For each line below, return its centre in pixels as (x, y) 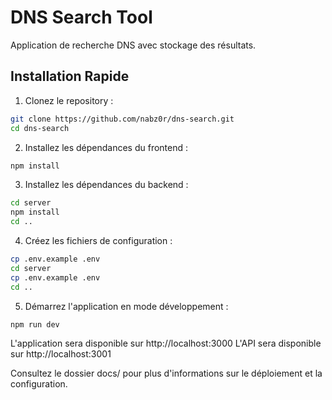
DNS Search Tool (81, 17)
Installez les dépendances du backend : (106, 185)
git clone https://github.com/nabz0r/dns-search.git (122, 119)
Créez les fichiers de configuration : (98, 240)
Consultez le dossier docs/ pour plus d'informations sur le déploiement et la (166, 373)
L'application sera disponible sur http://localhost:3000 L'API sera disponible (166, 343)
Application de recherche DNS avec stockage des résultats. (133, 45)
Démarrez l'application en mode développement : (126, 306)
